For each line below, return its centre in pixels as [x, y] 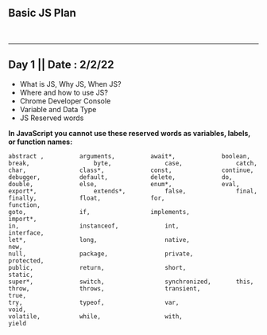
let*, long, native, [99, 240]
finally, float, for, [87, 198]
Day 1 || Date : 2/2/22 [61, 65]
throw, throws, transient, [104, 288]
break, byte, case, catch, [133, 163]
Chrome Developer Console [65, 101]
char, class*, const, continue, [131, 170]
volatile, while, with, [95, 316]
